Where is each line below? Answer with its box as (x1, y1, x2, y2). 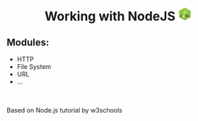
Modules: (6, 36, 49, 49)
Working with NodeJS (44, 8, 176, 25)
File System (16, 63, 52, 70)
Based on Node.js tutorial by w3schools (6, 106, 123, 114)
